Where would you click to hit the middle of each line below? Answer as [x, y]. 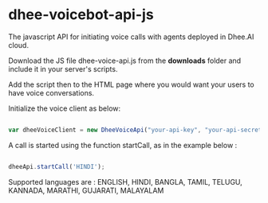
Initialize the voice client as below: [65, 108]
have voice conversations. [51, 92]
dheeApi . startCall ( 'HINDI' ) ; [57, 166]
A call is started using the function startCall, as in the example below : [123, 145]
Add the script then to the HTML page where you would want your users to [132, 84]
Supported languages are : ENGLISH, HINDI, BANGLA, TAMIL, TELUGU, [126, 182]
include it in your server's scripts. [63, 68]
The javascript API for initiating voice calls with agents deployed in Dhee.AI [131, 37]
